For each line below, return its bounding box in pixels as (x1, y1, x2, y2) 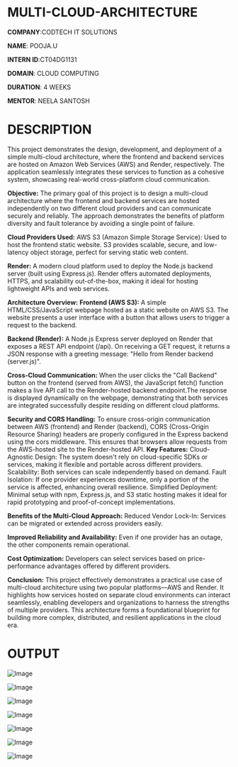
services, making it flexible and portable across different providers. (7, 459, 203, 469)
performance (7, 562, 46, 570)
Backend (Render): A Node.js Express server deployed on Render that (7, 334, 213, 343)
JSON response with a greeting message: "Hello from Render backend (7, 349, 214, 358)
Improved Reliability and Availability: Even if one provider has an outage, (7, 533, 223, 541)
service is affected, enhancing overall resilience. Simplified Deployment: (7, 482, 218, 491)
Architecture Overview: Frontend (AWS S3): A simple (7, 298, 166, 306)
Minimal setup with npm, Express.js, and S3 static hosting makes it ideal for (7, 490, 227, 499)
